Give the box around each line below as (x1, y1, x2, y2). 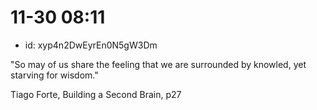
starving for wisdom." (10, 69, 99, 81)
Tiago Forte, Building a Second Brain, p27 (10, 88, 182, 100)
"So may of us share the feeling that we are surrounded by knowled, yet (10, 58, 307, 70)
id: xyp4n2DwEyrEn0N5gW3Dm (24, 39, 158, 51)
